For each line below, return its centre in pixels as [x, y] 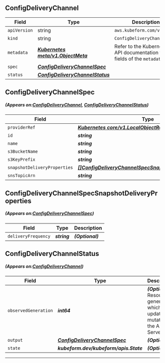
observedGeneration [30, 310]
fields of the [128, 59]
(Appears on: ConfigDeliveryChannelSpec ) [50, 214]
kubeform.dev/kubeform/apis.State [100, 348]
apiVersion [20, 30]
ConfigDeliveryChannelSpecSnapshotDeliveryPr [82, 193]
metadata [18, 52]
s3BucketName [23, 152]
